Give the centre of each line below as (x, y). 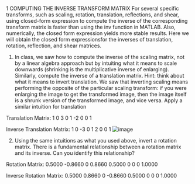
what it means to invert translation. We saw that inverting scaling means (101, 82)
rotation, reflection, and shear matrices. (54, 46)
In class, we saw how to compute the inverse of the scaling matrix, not (100, 57)
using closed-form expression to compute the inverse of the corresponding (97, 21)
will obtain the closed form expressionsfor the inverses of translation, (90, 39)
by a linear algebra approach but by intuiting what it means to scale (96, 63)
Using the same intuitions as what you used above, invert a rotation (95, 140)
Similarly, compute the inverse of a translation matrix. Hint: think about (99, 76)
